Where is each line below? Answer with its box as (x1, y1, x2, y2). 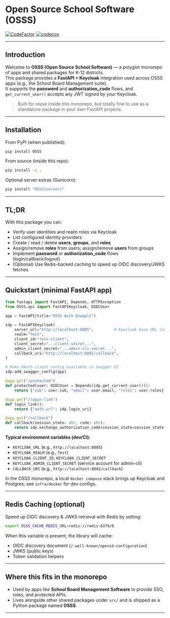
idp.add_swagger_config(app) (5, 369, 67, 375)
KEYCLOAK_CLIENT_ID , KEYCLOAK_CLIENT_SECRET (12, 455, 106, 461)
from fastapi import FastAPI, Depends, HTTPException (5, 299, 121, 305)
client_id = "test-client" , (14, 337, 69, 342)
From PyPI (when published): (5, 139, 66, 145)
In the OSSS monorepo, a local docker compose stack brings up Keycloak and (5, 476, 165, 482)
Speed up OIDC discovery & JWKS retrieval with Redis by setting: (5, 514, 142, 520)
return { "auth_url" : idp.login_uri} (14, 407, 92, 412)
